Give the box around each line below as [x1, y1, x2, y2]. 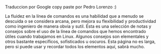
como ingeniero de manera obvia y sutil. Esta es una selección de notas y [5, 23, 151, 29]
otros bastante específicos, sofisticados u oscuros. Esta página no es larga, [5, 39, 156, 44]
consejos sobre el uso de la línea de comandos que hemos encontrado [5, 29, 146, 34]
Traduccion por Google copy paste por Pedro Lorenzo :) [5, 4, 117, 10]
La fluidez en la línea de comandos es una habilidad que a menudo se [5, 13, 144, 19]
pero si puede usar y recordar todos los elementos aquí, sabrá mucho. [5, 44, 145, 49]
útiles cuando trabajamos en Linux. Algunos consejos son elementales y [5, 33, 149, 39]
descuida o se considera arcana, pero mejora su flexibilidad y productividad [5, 19, 156, 24]
